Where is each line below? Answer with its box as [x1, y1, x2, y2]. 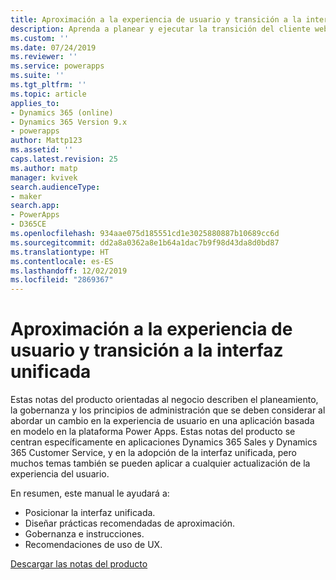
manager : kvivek [10, 172, 78, 183]
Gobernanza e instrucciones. [24, 528, 145, 540]
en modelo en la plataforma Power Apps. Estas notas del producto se [10, 426, 296, 438]
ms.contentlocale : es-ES [10, 256, 114, 266]
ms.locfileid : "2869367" [10, 275, 114, 285]
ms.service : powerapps [10, 61, 105, 71]
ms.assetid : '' [10, 145, 74, 155]
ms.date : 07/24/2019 [10, 42, 97, 53]
